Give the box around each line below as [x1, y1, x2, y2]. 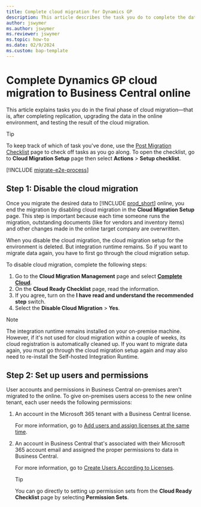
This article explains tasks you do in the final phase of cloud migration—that [6, 106, 193, 113]
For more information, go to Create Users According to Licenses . [14, 465, 175, 472]
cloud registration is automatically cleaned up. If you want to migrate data [6, 340, 188, 347]
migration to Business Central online [6, 86, 191, 99]
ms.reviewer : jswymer [6, 31, 60, 37]
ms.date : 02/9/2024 [6, 42, 55, 48]
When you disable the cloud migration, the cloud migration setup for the [6, 236, 184, 244]
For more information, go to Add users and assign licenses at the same [14, 422, 190, 429]
